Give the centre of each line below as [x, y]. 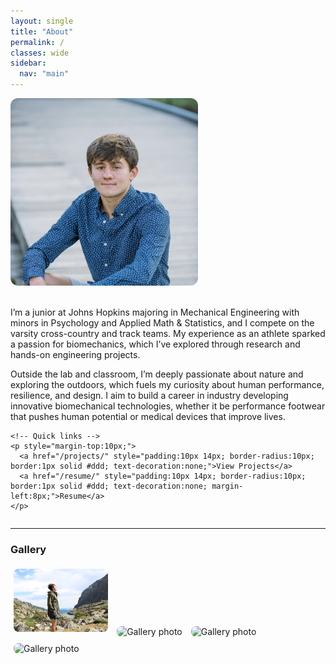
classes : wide [40, 53]
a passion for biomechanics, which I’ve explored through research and [155, 344]
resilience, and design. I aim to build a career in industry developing [149, 395]
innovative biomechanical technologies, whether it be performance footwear [168, 406]
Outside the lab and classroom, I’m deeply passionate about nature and [157, 374]
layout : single [42, 21]
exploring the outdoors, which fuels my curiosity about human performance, [167, 384]
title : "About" [42, 31]
